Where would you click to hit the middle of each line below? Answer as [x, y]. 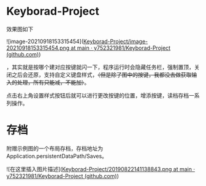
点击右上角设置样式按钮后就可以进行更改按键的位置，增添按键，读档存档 [97, 95]
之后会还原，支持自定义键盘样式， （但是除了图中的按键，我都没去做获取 [101, 74]
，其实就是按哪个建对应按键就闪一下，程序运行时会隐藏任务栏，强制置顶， [100, 67]
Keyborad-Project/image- [116, 41]
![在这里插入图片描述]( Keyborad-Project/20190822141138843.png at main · [101, 169]
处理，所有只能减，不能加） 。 [53, 82]
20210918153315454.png [38, 48]
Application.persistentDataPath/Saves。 [57, 156]
